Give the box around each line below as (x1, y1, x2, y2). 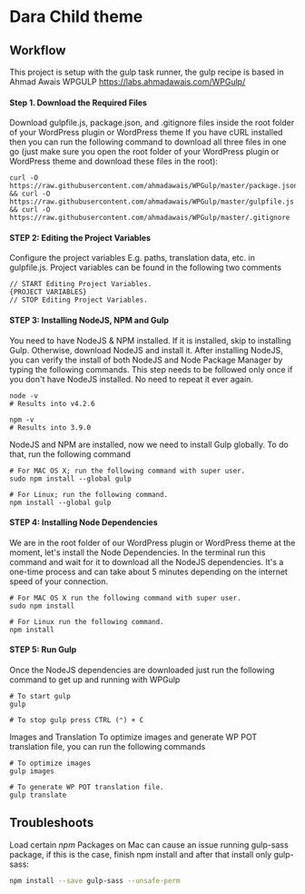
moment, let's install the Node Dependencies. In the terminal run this (9, 547, 266, 558)
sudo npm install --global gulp (9, 474, 132, 483)
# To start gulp (9, 692, 71, 701)
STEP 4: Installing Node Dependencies (9, 517, 158, 528)
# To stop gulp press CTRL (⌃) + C (9, 716, 144, 725)
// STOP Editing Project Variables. (9, 295, 148, 305)
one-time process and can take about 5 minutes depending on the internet (9, 566, 289, 577)
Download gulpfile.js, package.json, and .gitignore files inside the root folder (9, 117, 295, 128)
